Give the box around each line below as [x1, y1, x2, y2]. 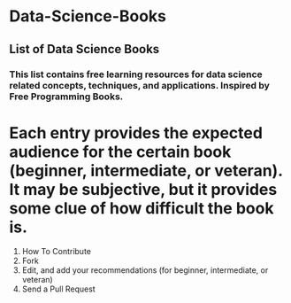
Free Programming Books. [9, 90, 124, 103]
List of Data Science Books [9, 42, 160, 57]
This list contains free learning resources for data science [9, 68, 263, 81]
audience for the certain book [9, 142, 232, 161]
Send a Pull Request [21, 284, 96, 294]
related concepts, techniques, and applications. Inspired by [9, 79, 270, 91]
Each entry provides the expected [9, 122, 264, 143]
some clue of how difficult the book [9, 198, 274, 218]
